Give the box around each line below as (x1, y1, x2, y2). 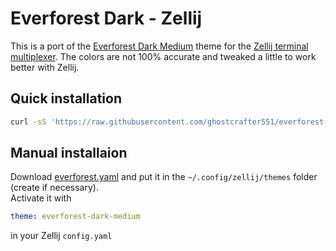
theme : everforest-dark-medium (10, 212, 141, 222)
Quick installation (10, 90, 123, 107)
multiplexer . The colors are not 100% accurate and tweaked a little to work (10, 50, 317, 62)
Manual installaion (10, 145, 128, 162)
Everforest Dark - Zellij (10, 7, 203, 30)
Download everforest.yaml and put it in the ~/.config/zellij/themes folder (10, 171, 318, 183)
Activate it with (10, 192, 72, 204)
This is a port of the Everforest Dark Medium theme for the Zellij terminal (10, 40, 309, 52)
